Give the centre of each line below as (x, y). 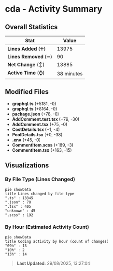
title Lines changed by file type (40, 194)
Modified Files (27, 92)
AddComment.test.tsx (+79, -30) (46, 119)
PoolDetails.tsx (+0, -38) (37, 134)
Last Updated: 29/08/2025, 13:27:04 (53, 263)
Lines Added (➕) (27, 49)
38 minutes (70, 73)
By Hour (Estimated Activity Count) (47, 227)
